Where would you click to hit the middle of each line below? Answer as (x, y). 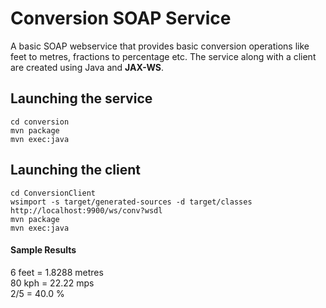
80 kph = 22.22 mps (52, 283)
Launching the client (75, 170)
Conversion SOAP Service (121, 18)
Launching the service (81, 98)
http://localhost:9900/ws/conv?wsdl (86, 210)
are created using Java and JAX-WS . (87, 67)
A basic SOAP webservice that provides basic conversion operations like (160, 46)
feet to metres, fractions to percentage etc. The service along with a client (163, 56)
